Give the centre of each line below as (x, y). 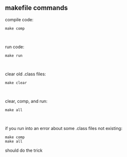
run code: (15, 47)
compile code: (19, 19)
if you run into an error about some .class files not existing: (64, 128)
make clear (16, 83)
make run (14, 56)
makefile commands (36, 8)
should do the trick (24, 150)
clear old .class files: (25, 74)
